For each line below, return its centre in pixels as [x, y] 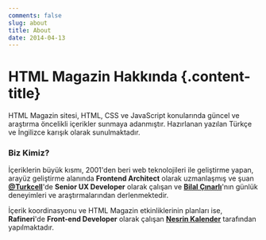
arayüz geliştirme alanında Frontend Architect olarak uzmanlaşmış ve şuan [131, 178]
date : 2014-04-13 [37, 38]
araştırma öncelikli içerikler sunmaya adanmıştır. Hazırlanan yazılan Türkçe [130, 124]
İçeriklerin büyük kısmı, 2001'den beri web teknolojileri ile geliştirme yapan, [131, 170]
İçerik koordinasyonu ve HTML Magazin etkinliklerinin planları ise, [116, 211]
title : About [30, 30]
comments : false [35, 15]
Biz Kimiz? [29, 153]
